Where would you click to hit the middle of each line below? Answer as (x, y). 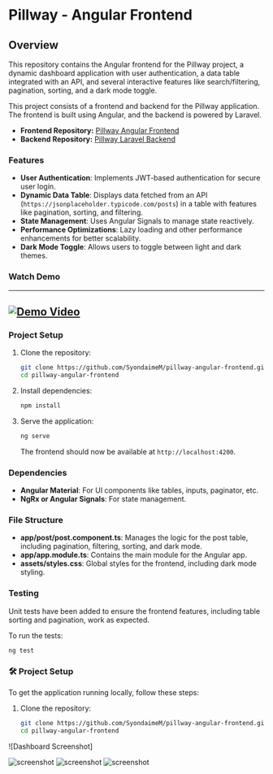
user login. (38, 187)
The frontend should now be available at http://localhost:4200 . (128, 451)
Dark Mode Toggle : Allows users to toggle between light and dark (130, 247)
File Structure (36, 520)
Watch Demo (35, 276)
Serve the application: (57, 421)
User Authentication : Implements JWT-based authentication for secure (140, 178)
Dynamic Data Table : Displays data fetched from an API (114, 195)
